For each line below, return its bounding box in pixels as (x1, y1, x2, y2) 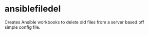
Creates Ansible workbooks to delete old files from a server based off (4, 19, 145, 25)
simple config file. (4, 24, 41, 30)
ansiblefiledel (4, 3, 61, 14)
